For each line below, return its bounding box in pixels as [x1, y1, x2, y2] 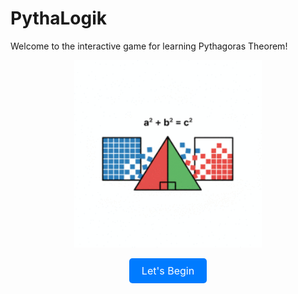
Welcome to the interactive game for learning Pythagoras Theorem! [10, 40, 288, 52]
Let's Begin [141, 263, 195, 277]
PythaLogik [10, 7, 108, 30]
